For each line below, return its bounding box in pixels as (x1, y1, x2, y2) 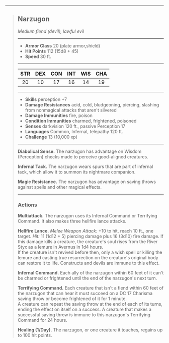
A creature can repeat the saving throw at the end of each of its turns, (17, 301, 162, 307)
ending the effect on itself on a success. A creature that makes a (17, 306, 152, 313)
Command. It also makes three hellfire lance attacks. (17, 218, 127, 224)
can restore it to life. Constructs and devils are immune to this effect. (17, 260, 160, 266)
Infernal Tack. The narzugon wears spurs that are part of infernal (17, 163, 153, 169)
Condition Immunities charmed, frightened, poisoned (25, 118, 137, 124)
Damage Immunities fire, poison (25, 112, 93, 119)
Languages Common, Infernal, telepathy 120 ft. (25, 128, 123, 134)
